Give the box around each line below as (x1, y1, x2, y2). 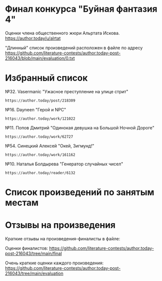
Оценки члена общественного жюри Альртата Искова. (5, 30, 120, 36)
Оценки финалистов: (5, 245, 48, 251)
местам (5, 197, 39, 208)
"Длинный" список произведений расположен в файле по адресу (5, 45, 143, 51)
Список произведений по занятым (5, 187, 155, 198)
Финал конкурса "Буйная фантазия (5, 3, 158, 15)
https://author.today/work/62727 (5, 134, 73, 139)
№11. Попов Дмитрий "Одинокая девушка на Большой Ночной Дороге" (5, 125, 155, 130)
